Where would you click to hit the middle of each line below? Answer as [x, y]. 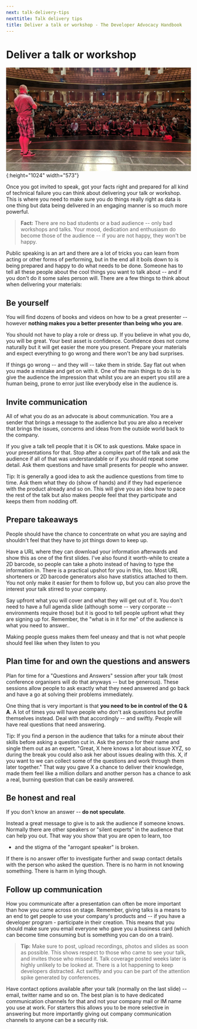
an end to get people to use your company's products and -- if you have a [96, 916]
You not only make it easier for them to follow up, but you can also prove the [98, 583]
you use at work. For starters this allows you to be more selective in [88, 1008]
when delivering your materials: [44, 284]
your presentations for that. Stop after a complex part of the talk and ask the [98, 452]
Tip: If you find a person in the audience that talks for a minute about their [95, 736]
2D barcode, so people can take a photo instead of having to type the [90, 564]
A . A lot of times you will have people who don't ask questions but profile [94, 712]
